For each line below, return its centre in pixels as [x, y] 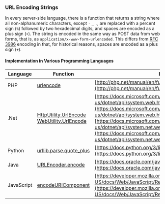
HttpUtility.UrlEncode [62, 115]
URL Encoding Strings [32, 7]
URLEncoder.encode [61, 165]
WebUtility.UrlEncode [62, 121]
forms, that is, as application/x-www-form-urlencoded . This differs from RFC [82, 39]
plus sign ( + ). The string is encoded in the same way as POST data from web [82, 34]
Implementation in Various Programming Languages [59, 61]
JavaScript [20, 185]
